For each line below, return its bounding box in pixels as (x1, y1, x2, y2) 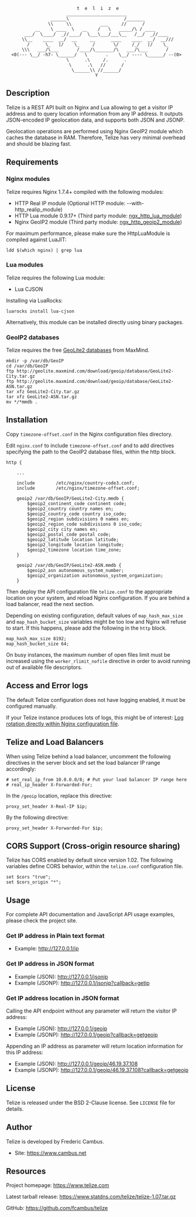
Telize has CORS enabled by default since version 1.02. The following (6, 856, 173, 863)
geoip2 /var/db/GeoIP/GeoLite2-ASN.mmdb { (16, 562, 122, 568)
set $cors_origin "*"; (6, 879, 61, 885)
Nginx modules (6, 175, 50, 183)
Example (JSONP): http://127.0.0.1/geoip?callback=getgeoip (14, 1031, 158, 1038)
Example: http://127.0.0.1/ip (14, 945, 79, 952)
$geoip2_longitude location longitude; (27, 542, 125, 547)
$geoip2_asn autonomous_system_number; (27, 567, 125, 573)
